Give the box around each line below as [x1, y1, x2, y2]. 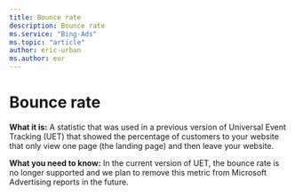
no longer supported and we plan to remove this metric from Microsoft [9, 167, 267, 177]
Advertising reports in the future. [9, 176, 129, 187]
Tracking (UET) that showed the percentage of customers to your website [9, 130, 280, 142]
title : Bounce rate [9, 12, 82, 22]
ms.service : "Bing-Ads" [9, 29, 98, 38]
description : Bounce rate [9, 21, 105, 30]
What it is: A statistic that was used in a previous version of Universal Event [9, 122, 287, 132]
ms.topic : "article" [9, 37, 86, 47]
